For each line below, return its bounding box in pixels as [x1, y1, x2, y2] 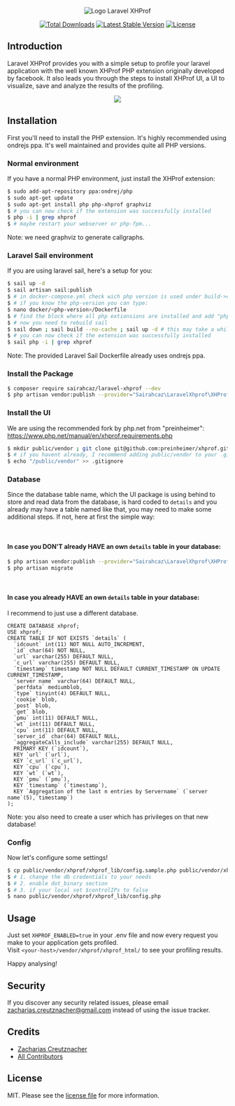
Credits [7, 1026, 41, 1038]
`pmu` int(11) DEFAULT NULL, [13, 714, 99, 721]
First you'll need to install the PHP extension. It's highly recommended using [7, 133, 227, 142]
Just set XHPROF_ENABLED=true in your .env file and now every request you [7, 931, 218, 939]
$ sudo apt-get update [7, 194, 73, 201]
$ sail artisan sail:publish [7, 287, 92, 294]
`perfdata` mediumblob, [13, 683, 83, 690]
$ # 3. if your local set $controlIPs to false [7, 887, 149, 894]
